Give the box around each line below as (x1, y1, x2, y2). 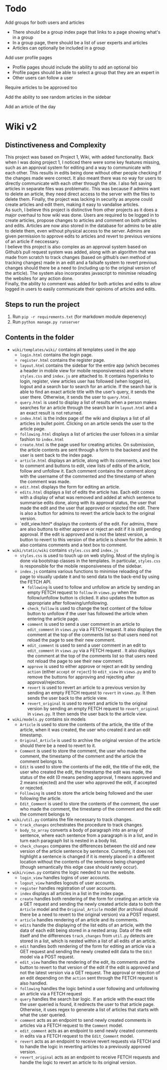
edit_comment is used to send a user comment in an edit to (27, 642, 147, 648)
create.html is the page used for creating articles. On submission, (19, 441, 155, 447)
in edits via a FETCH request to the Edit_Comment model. (19, 1033, 134, 1039)
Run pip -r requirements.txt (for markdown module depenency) (12, 314, 147, 320)
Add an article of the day (5, 103, 56, 109)
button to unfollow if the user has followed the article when (27, 610, 148, 616)
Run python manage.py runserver (12, 319, 80, 325)
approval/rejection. (27, 679, 66, 685)
